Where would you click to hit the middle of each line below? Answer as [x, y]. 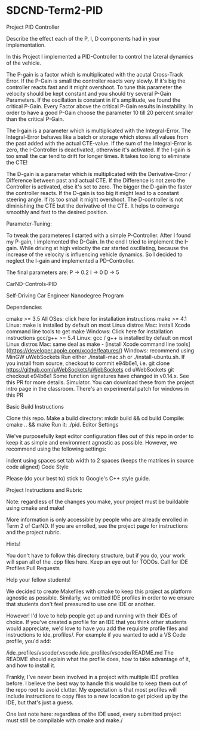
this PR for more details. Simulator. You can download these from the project [100, 382]
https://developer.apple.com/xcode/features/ [65, 350]
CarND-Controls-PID [32, 284]
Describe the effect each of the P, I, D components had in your [83, 38]
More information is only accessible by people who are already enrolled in [97, 519]
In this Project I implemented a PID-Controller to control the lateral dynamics [100, 56]
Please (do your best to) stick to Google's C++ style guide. [78, 478]
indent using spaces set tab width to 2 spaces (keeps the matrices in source [100, 460]
